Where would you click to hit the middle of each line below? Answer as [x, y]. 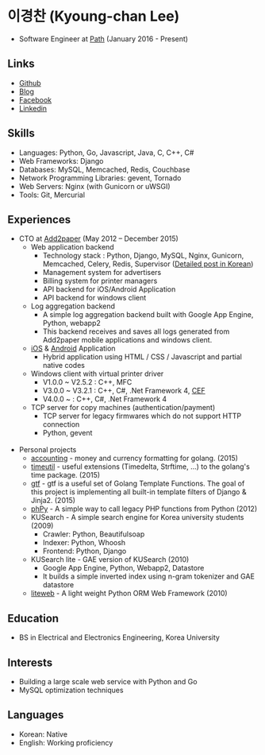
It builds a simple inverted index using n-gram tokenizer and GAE [149, 576]
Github [30, 83]
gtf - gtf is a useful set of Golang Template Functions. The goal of [138, 484]
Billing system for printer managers [100, 281]
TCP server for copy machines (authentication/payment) [123, 408]
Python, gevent [67, 433]
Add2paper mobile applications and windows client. [127, 340]
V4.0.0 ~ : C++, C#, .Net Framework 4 [105, 399]
